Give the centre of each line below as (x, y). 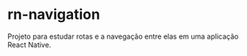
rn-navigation (54, 15)
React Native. (29, 44)
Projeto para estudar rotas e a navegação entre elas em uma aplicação (123, 36)
